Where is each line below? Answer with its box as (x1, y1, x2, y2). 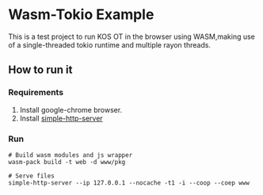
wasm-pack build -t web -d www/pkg (8, 158, 126, 166)
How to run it (8, 63, 73, 77)
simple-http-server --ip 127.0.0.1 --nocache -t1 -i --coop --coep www (8, 178, 250, 187)
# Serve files (8, 172, 55, 180)
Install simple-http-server (19, 113, 103, 123)
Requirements (8, 87, 64, 98)
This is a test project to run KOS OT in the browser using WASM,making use (8, 32, 256, 41)
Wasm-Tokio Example (8, 6, 154, 24)
